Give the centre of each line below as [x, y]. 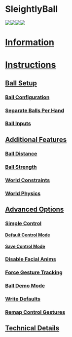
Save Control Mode [25, 246]
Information [30, 42]
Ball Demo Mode [25, 286]
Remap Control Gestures [35, 312]
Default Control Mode [28, 235]
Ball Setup [21, 83]
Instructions [31, 65]
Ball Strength [21, 167]
